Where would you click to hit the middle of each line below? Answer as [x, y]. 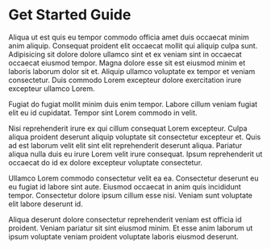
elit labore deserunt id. [46, 204]
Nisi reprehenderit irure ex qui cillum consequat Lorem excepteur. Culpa [128, 128]
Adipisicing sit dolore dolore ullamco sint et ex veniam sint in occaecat [125, 54]
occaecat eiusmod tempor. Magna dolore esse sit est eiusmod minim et [127, 63]
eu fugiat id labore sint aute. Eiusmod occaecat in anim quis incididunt [125, 186]
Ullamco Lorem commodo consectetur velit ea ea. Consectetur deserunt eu [133, 178]
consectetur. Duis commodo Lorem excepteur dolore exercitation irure [125, 80]
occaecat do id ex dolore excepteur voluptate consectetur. [106, 162]
